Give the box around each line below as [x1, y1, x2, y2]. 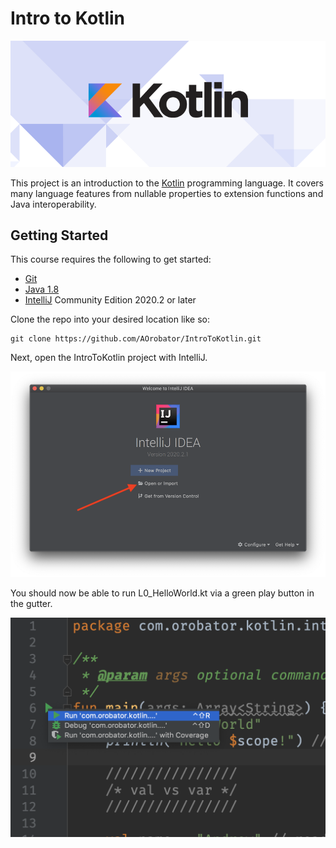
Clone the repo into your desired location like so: [10, 313, 211, 326]
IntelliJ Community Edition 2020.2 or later [24, 294, 197, 306]
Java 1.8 [24, 283, 60, 296]
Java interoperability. [10, 198, 97, 210]
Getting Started [10, 227, 109, 244]
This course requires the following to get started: [10, 253, 212, 266]
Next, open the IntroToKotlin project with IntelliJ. [10, 352, 208, 364]
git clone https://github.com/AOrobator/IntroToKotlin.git [10, 334, 262, 344]
